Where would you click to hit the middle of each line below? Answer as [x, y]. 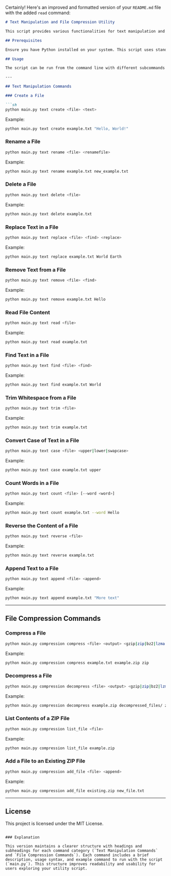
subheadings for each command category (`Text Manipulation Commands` [82, 851]
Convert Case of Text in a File [42, 440]
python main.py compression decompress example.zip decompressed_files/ [84, 705]
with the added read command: [38, 13]
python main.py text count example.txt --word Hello [62, 513]
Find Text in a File [27, 355]
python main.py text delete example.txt [49, 214]
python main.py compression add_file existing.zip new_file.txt [75, 791]
